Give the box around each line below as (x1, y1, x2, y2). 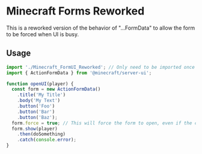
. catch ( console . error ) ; (17, 137, 77, 143)
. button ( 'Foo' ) (17, 103, 55, 109)
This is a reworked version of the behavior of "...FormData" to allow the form (6, 24, 195, 31)
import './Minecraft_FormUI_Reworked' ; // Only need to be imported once (6, 64, 195, 70)
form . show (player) (11, 126, 58, 132)
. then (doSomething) (17, 131, 66, 137)
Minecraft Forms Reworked (6, 4, 145, 18)
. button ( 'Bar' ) (17, 109, 55, 115)
